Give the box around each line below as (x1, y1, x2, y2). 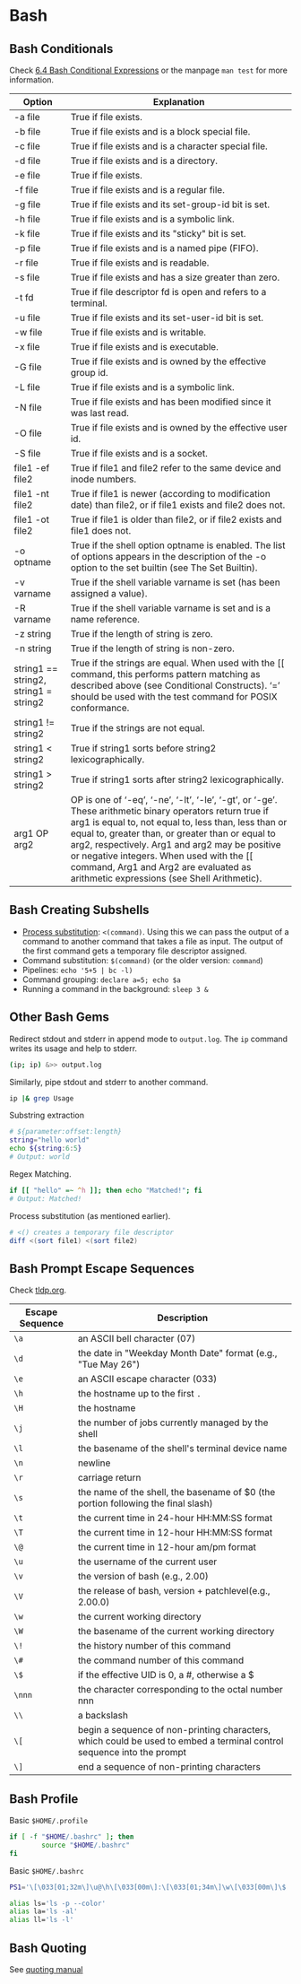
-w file (13, 326, 43, 338)
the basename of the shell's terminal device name (77, 1442, 288, 1455)
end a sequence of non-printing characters (77, 1761, 262, 1773)
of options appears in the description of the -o (70, 551, 267, 562)
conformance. (70, 701, 130, 714)
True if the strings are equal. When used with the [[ (70, 657, 285, 669)
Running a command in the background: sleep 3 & (21, 983, 209, 994)
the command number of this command (77, 1654, 245, 1666)
